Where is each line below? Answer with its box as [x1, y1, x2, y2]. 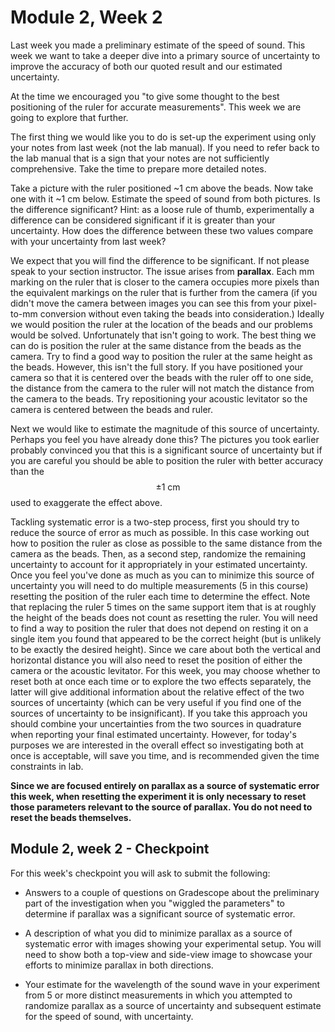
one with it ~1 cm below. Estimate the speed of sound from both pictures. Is [10, 192, 321, 205]
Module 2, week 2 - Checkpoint [10, 841, 210, 858]
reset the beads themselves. [10, 811, 132, 823]
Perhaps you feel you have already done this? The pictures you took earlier [10, 433, 320, 445]
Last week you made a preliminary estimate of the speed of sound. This [10, 39, 306, 51]
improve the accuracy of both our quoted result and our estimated [10, 60, 283, 72]
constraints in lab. [10, 760, 84, 772]
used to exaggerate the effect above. [10, 496, 163, 508]
